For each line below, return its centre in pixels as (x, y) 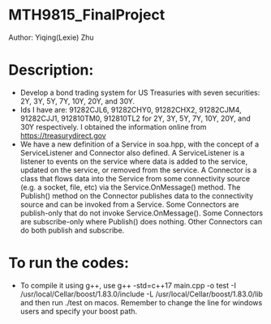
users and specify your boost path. (79, 311)
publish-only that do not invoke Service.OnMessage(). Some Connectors (142, 213)
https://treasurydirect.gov (63, 135)
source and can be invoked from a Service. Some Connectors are (129, 204)
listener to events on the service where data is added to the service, (134, 161)
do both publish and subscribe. (72, 230)
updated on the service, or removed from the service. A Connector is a (138, 170)
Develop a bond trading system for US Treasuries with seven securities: (140, 92)
